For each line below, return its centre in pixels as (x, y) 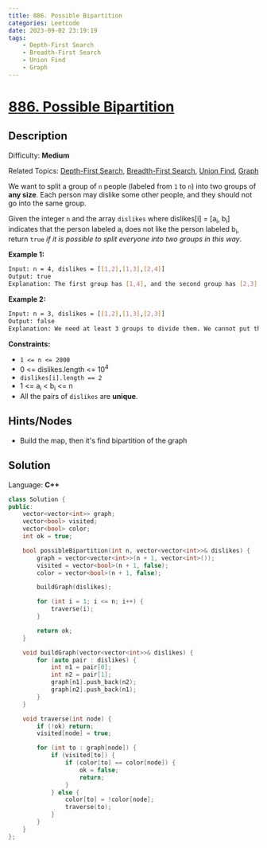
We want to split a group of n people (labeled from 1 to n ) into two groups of (132, 186)
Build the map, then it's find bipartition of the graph (103, 440)
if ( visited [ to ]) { (83, 756)
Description (38, 136)
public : (21, 506)
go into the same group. (47, 203)
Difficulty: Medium (39, 155)
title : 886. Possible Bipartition (66, 16)
